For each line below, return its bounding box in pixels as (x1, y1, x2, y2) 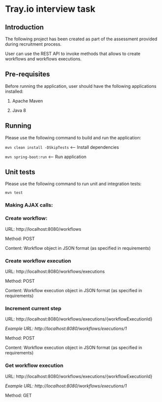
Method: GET (5, 392, 32, 398)
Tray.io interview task (5, 3, 96, 15)
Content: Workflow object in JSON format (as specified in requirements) (5, 245, 151, 251)
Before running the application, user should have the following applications (5, 83, 157, 89)
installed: (5, 88, 24, 94)
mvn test (5, 190, 23, 195)
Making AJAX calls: (5, 202, 53, 209)
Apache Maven (12, 98, 43, 104)
